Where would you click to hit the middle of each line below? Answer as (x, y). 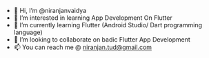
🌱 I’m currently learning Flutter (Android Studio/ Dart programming (108, 25)
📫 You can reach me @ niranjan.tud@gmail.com (83, 47)
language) (28, 32)
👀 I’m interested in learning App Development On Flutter (93, 18)
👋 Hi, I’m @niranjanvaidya (50, 11)
